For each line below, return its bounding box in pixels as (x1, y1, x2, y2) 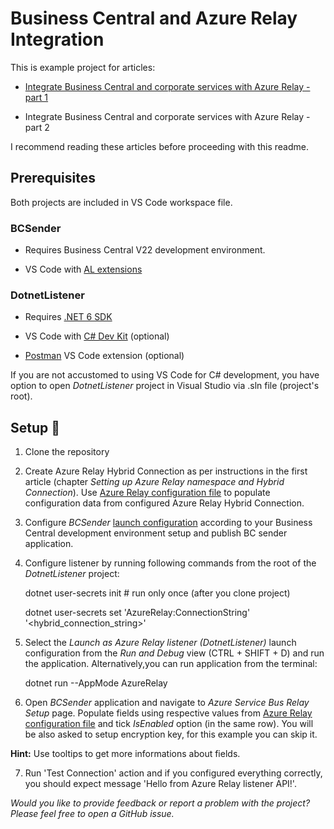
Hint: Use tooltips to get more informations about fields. (10, 748, 241, 760)
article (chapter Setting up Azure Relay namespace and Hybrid (24, 476, 285, 488)
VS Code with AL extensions (24, 263, 143, 276)
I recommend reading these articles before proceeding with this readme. (10, 140, 309, 152)
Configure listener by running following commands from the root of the (24, 557, 317, 569)
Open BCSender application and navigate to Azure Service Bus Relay (24, 697, 310, 709)
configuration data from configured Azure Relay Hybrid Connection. (24, 497, 305, 509)
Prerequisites (10, 170, 96, 187)
